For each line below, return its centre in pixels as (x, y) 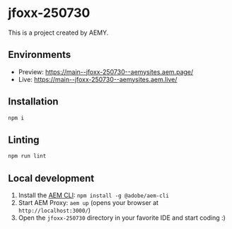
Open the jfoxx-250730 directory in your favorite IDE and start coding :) (122, 218)
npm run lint (27, 156)
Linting (24, 140)
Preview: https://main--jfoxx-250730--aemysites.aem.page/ (106, 71)
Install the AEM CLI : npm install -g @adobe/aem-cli (93, 195)
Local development (51, 178)
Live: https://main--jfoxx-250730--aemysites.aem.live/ (98, 79)
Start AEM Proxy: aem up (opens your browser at (88, 202)
